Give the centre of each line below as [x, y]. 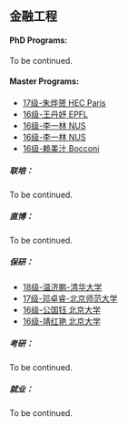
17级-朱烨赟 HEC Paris [64, 102]
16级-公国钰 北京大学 [62, 309]
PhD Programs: [39, 40]
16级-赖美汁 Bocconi [61, 148]
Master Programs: [44, 81]
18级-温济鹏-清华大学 [62, 286]
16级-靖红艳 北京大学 [62, 321]
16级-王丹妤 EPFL [55, 114]
